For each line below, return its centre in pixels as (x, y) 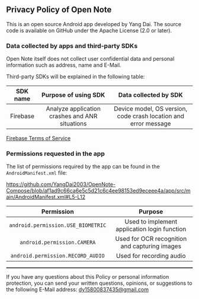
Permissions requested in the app (55, 154)
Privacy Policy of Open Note (59, 10)
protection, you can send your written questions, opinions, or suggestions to (99, 283)
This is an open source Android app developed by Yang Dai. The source (94, 24)
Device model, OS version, (151, 109)
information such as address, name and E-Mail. (64, 65)
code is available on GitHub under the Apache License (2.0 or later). (89, 30)
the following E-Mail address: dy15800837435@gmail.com (78, 289)
